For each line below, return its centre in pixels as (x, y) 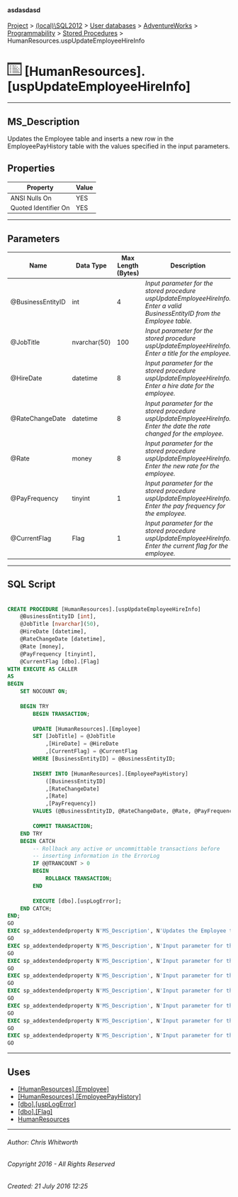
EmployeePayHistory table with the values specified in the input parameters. (119, 146)
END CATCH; (36, 908)
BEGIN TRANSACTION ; (62, 714)
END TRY (31, 834)
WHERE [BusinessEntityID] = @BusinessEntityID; (104, 759)
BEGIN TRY (35, 706)
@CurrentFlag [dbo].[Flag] (60, 661)
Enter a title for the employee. (188, 353)
